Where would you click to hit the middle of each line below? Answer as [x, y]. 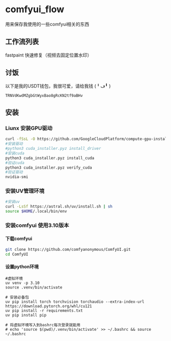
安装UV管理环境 [25, 191]
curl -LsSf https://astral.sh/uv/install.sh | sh [59, 207]
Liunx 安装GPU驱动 [29, 128]
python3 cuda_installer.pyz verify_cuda [49, 167]
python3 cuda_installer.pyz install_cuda [50, 158]
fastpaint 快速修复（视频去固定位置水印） [49, 55]
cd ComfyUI [17, 254]
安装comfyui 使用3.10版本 [37, 225]
